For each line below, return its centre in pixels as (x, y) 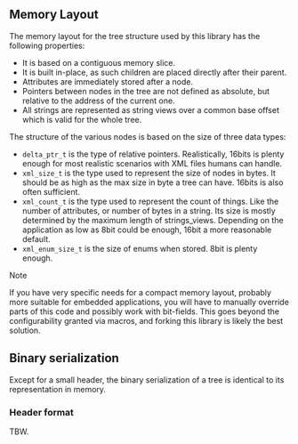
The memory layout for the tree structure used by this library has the (135, 36)
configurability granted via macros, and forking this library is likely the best (146, 320)
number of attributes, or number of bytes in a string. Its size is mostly (149, 210)
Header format (41, 412)
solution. (25, 330)
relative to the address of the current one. (98, 101)
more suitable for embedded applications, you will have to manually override (149, 302)
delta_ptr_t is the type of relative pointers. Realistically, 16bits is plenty (153, 154)
